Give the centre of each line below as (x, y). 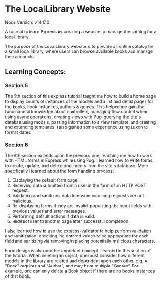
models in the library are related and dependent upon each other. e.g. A (76, 261)
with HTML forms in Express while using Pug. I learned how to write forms (79, 160)
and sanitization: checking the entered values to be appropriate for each (77, 236)
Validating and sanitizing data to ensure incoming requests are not (78, 195)
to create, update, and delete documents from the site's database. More (77, 165)
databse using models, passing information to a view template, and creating (80, 122)
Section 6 (16, 145)
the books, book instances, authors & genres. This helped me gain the (75, 106)
